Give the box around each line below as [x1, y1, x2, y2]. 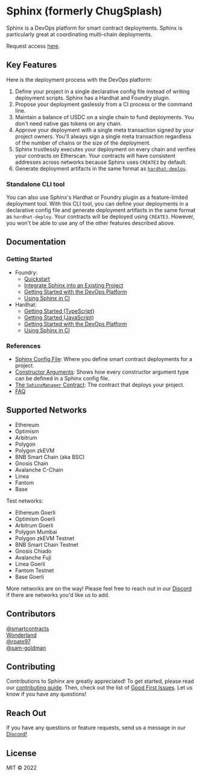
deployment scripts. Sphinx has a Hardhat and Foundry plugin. [14, 94, 171, 101]
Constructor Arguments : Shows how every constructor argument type [14, 368, 189, 376]
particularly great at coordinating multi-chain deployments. [6, 30, 153, 37]
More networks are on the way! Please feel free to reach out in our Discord [6, 585, 192, 592]
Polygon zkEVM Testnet [14, 534, 75, 542]
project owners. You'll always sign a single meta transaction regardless [14, 132, 192, 140]
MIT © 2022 [6, 764, 37, 772]
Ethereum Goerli [14, 509, 56, 516]
